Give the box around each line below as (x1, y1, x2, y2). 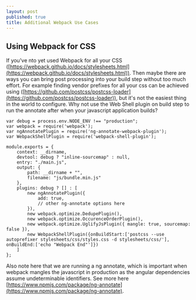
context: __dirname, (16, 149, 67, 155)
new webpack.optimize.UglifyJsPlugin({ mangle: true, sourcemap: (27, 221, 191, 227)
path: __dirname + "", (27, 170, 83, 176)
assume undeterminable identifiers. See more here (6, 275, 129, 282)
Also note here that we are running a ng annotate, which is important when (6, 262, 187, 269)
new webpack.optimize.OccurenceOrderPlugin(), (27, 216, 144, 222)
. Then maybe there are (129, 69, 187, 76)
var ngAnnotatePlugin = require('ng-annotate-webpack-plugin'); (6, 129, 167, 135)
